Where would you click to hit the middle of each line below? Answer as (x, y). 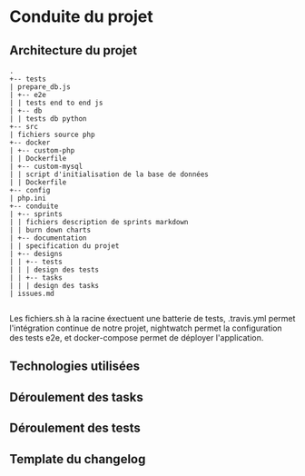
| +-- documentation (49, 238)
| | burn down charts (50, 230)
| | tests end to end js (56, 103)
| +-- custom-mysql (46, 166)
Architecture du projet (74, 50)
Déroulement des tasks (76, 397)
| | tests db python (49, 119)
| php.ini (28, 198)
